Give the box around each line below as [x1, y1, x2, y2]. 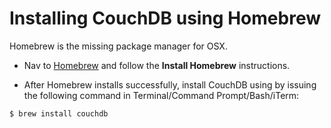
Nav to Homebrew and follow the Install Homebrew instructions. [23, 59, 291, 71]
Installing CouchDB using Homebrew [9, 7, 321, 30]
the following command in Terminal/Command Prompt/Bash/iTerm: [23, 89, 300, 101]
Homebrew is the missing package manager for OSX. [9, 40, 228, 52]
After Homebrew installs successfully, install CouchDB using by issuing [23, 78, 317, 91]
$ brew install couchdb [9, 108, 109, 119]
